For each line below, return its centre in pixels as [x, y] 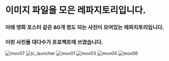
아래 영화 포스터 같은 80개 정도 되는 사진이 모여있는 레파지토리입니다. [85, 27]
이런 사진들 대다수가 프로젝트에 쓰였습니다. [54, 42]
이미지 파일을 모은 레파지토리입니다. [76, 10]
